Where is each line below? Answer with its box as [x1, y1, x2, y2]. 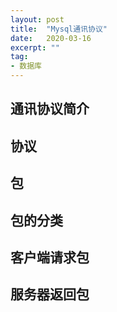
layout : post [10, 14, 65, 25]
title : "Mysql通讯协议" [10, 24, 108, 34]
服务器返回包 [10, 286, 90, 303]
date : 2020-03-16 [10, 33, 92, 43]
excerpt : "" [10, 42, 60, 53]
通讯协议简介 [10, 101, 90, 118]
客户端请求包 [10, 249, 90, 266]
